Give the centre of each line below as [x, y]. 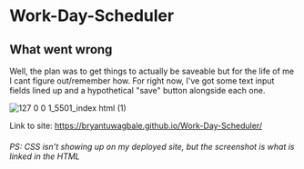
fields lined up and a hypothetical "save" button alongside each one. [137, 90]
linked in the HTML [45, 156]
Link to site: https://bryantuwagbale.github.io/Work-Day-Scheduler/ [136, 125]
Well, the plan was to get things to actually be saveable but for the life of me [152, 71]
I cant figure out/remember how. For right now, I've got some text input [142, 81]
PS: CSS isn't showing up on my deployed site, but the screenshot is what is [152, 146]
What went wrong [61, 50]
